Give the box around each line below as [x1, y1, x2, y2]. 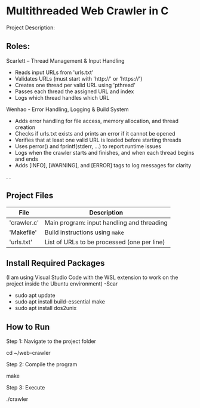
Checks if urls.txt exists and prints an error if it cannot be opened [14, 130, 176, 137]
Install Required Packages [6, 258, 105, 268]
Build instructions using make [44, 228, 124, 237]
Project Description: [6, 24, 56, 31]
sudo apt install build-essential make [14, 298, 106, 305]
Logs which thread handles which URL [14, 94, 110, 101]
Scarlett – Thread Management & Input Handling [6, 57, 125, 64]
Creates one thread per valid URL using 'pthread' [14, 81, 136, 88]
